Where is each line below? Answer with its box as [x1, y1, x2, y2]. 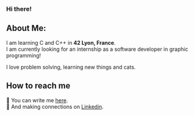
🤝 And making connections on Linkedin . [6, 103, 104, 110]
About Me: [6, 23, 47, 33]
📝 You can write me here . [6, 96, 69, 103]
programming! [6, 51, 41, 59]
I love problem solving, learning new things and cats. [6, 63, 136, 71]
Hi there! [6, 5, 32, 13]
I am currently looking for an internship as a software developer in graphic [6, 45, 189, 53]
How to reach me [6, 81, 70, 91]
